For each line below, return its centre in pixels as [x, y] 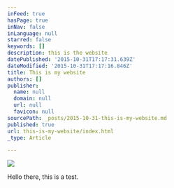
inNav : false [26, 27]
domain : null [32, 99]
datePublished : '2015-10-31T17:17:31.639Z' [72, 60]
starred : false [29, 40]
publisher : [23, 86]
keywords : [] [26, 46]
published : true [31, 125]
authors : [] [24, 79]
